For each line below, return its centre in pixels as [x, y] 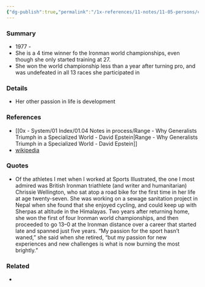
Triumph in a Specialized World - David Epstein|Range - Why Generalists [106, 137]
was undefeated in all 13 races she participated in [77, 72]
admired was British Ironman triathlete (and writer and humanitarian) [101, 185]
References [24, 118]
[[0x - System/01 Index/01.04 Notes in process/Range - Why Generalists [106, 130]
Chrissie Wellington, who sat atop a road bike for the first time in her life [105, 192]
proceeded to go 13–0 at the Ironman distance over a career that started [106, 224]
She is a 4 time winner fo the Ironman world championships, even [97, 53]
